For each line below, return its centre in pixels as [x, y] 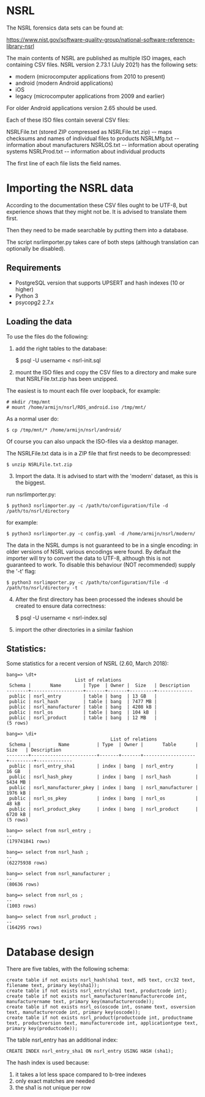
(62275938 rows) [27, 863]
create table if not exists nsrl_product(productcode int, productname [99, 1018]
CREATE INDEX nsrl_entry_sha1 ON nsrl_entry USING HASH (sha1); [90, 1052]
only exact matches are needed [55, 1081]
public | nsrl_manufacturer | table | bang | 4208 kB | [83, 707]
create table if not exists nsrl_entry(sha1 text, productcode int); [97, 991]
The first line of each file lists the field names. [64, 163]
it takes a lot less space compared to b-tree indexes [81, 1075]
